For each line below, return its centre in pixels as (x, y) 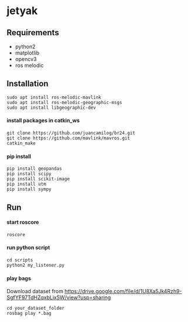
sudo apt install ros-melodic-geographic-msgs (64, 102)
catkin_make (21, 143)
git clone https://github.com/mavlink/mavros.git (69, 138)
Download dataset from (35, 291)
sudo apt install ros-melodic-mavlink (54, 97)
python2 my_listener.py (36, 266)
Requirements (33, 33)
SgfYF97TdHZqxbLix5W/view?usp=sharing (59, 297)
